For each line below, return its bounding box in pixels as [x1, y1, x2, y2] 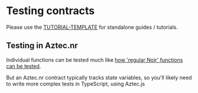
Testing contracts [6, 4, 95, 18]
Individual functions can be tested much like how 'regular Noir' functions [6, 56, 183, 63]
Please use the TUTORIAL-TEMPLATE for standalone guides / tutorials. [6, 24, 178, 31]
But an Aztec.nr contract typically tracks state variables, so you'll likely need [6, 74, 192, 81]
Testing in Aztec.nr [6, 41, 78, 51]
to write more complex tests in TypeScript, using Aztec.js [6, 80, 145, 87]
